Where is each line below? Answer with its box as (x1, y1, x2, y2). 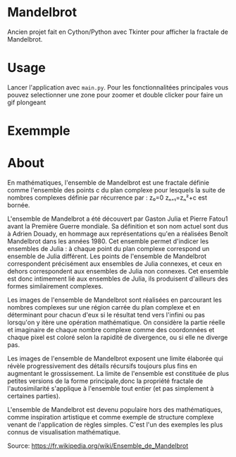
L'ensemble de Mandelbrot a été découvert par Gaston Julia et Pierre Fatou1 (7, 214, 228, 223)
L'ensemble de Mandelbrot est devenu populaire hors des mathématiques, (7, 406, 223, 413)
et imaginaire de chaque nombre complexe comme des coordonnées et (7, 326, 215, 334)
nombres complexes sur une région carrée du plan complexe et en (7, 303, 201, 311)
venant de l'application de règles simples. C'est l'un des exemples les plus (7, 420, 223, 429)
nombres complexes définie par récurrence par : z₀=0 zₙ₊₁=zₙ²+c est (7, 193, 208, 202)
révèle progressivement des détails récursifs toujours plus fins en (7, 362, 197, 370)
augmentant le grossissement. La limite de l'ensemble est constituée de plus (7, 370, 230, 377)
